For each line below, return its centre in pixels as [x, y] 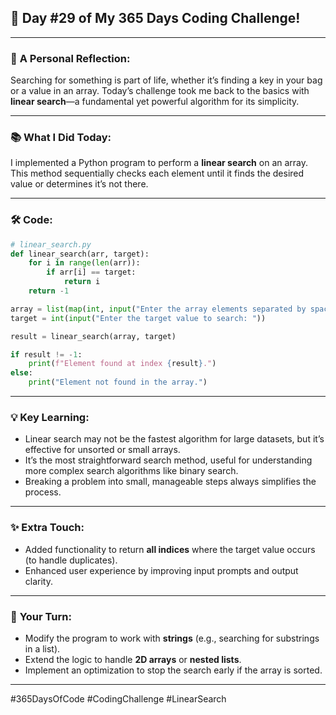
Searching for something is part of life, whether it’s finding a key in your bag [166, 80]
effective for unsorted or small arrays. [102, 450]
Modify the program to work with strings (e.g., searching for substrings [172, 638]
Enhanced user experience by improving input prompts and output [161, 570]
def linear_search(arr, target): [80, 254]
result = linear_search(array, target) [93, 336]
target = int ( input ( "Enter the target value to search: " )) [138, 318]
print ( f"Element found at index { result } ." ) [122, 364]
